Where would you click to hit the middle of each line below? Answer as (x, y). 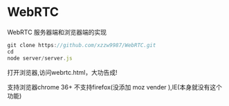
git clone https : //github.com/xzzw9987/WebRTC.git (82, 45)
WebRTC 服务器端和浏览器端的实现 (57, 32)
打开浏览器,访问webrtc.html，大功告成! (62, 72)
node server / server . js (40, 58)
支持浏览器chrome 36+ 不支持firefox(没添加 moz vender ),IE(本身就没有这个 (115, 87)
